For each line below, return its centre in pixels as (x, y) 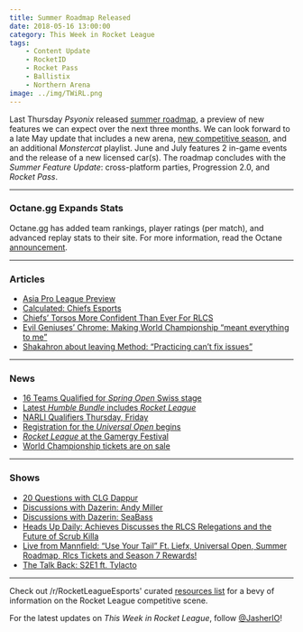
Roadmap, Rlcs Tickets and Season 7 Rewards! (110, 555)
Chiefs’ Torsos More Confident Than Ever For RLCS (118, 318)
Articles (27, 279)
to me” (35, 337)
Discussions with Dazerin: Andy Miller (93, 507)
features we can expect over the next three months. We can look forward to (150, 128)
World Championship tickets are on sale (96, 446)
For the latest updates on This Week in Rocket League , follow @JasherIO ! (146, 618)
